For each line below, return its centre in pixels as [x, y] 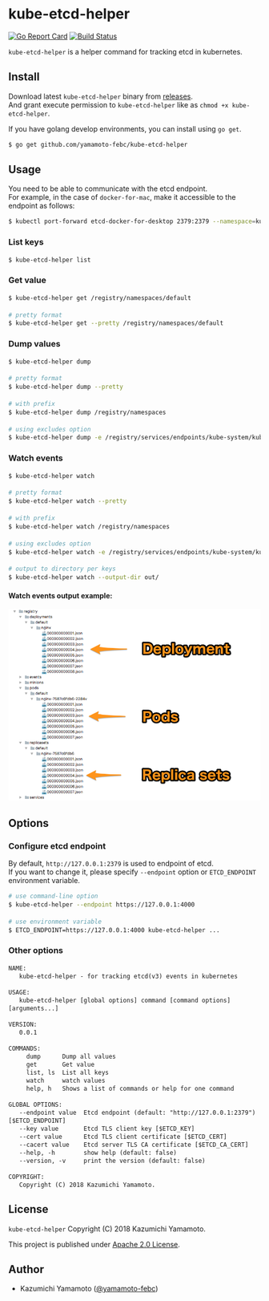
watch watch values [66, 1080]
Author [26, 1269]
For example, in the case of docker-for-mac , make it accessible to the [122, 197]
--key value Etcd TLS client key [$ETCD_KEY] [107, 1129]
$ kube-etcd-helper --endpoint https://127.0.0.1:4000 [102, 904]
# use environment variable [55, 922]
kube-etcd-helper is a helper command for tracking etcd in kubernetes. [125, 51]
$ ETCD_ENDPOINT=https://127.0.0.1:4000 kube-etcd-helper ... [114, 930]
